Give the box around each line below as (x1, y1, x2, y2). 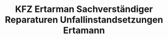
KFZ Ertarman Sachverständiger (15, 3, 153, 15)
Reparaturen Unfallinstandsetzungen (5, 14, 163, 25)
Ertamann (63, 25, 105, 36)
